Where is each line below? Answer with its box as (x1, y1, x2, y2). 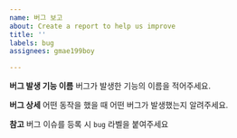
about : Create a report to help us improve (9, 22, 176, 31)
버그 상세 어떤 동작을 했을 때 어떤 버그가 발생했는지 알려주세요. (9, 100, 229, 111)
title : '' (9, 30, 47, 39)
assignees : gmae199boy (9, 47, 95, 56)
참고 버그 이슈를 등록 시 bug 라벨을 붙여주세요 (9, 119, 169, 130)
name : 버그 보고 (9, 13, 63, 23)
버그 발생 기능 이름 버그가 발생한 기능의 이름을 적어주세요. (9, 80, 211, 91)
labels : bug (9, 38, 54, 48)
